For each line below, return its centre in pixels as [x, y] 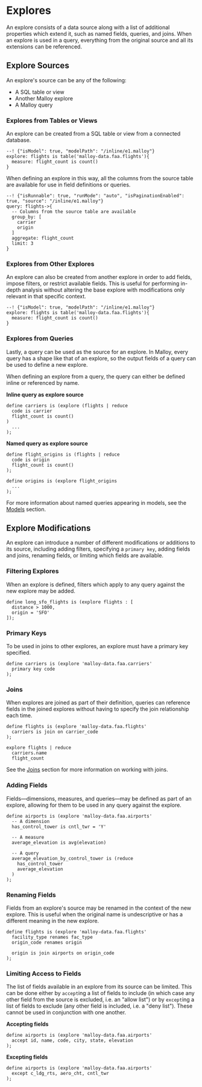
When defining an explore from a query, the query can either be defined [96, 376]
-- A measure [28, 837]
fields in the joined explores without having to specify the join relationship [98, 709]
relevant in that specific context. [46, 297]
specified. [19, 653]
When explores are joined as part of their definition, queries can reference [98, 703]
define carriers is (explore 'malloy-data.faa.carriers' [79, 664]
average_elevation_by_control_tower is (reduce [73, 858]
